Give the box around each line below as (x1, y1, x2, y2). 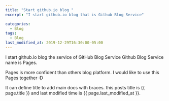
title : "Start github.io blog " (5, 7, 74, 13)
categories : (5, 21, 30, 26)
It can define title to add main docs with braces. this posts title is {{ (5, 84, 145, 90)
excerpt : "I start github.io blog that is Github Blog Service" (5, 12, 144, 17)
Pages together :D (5, 75, 43, 81)
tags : (5, 31, 17, 36)
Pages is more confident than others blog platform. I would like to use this (5, 69, 159, 75)
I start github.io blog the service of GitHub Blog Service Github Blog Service (5, 54, 164, 60)
